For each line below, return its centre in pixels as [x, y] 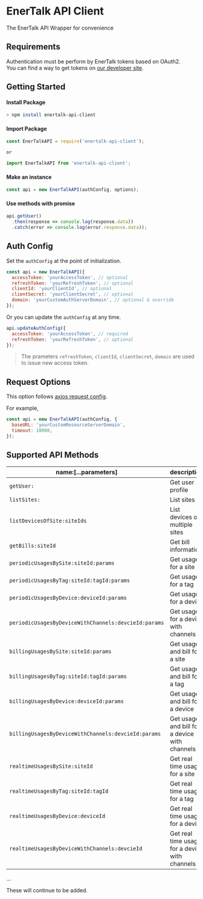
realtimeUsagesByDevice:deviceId [57, 816]
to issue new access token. [55, 363]
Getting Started [36, 87]
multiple [181, 524]
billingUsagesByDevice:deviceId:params [66, 701]
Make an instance [29, 177]
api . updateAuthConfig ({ [36, 328]
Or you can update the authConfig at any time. [64, 317]
